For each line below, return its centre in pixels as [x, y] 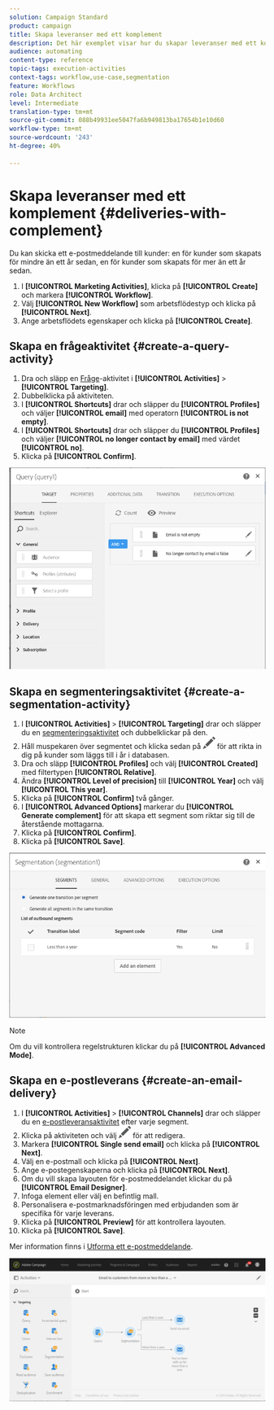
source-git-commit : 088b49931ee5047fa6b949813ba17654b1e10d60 [117, 120]
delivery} [33, 1094]
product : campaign [40, 26]
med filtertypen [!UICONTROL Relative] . [89, 773]
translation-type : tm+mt [51, 112]
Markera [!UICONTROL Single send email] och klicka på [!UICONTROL [140, 1144]
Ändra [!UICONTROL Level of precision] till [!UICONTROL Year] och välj [142, 781]
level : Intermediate [44, 103]
